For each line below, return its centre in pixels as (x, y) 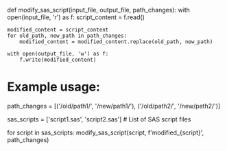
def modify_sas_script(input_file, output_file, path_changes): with (99, 10)
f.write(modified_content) (58, 60)
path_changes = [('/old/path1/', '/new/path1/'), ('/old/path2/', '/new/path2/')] (114, 106)
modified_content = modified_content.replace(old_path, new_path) (116, 42)
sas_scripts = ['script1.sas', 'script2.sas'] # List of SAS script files (99, 119)
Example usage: (54, 87)
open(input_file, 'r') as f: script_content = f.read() (76, 17)
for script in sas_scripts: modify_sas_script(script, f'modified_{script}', (106, 132)
